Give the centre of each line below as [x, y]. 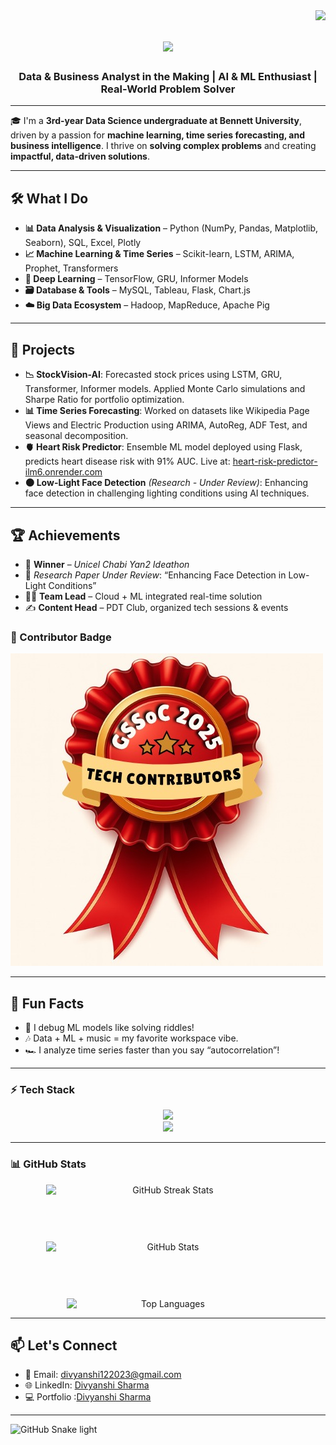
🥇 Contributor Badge [61, 637]
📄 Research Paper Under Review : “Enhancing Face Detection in [155, 575]
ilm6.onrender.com [63, 472]
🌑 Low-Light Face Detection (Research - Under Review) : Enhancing [166, 483]
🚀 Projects [43, 349]
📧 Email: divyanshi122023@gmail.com [103, 1375]
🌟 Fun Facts [47, 1003]
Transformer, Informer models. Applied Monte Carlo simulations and [165, 389]
